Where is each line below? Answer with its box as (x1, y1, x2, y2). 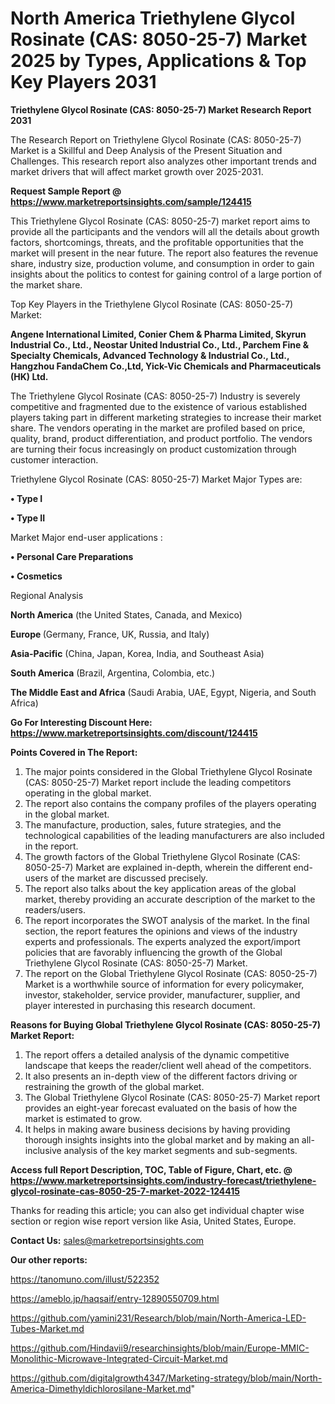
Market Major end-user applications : (10, 531, 163, 543)
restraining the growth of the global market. (24, 1080, 205, 1092)
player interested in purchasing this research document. (24, 999, 256, 1011)
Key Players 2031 (10, 71, 157, 94)
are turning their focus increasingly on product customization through (10, 443, 297, 455)
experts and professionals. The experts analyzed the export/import (24, 935, 301, 947)
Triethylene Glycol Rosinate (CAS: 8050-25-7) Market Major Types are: (10, 473, 303, 485)
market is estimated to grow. (24, 1112, 142, 1124)
